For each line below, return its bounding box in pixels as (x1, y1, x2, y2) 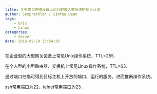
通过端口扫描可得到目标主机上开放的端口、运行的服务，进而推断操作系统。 (5, 74, 155, 79)
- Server (14, 35, 32, 39)
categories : (5, 30, 29, 35)
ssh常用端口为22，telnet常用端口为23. (5, 84, 82, 90)
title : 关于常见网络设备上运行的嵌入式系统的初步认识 (5, 7, 100, 12)
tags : (5, 16, 16, 21)
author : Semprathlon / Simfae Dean (5, 12, 78, 17)
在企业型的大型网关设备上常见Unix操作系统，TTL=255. (5, 53, 115, 58)
